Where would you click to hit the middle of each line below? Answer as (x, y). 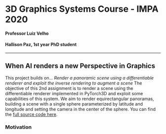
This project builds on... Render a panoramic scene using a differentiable (80, 78)
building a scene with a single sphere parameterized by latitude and (74, 104)
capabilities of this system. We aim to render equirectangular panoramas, (80, 99)
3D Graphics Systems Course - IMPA (82, 9)
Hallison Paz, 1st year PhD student (41, 45)
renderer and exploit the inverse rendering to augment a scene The (74, 83)
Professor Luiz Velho (27, 33)
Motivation (19, 127)
